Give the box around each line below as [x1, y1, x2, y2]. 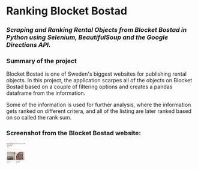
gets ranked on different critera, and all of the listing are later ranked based [6, 108, 192, 115]
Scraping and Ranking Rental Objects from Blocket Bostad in [6, 26, 187, 34]
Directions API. [6, 41, 51, 49]
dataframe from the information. [6, 90, 86, 97]
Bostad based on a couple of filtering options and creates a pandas [6, 83, 173, 91]
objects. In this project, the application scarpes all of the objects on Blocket [6, 77, 193, 84]
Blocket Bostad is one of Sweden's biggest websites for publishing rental [6, 70, 187, 77]
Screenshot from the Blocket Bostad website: [6, 129, 141, 138]
